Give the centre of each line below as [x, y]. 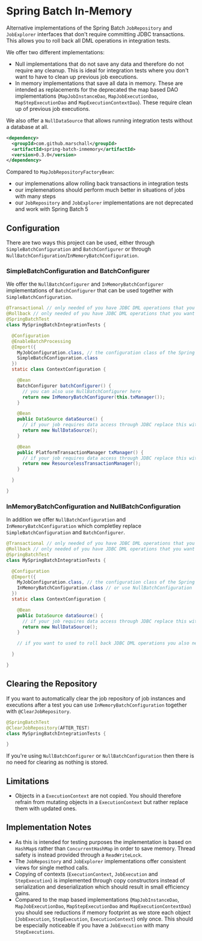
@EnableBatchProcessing [41, 341]
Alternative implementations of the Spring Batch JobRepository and [89, 28]
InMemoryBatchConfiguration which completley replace [74, 526]
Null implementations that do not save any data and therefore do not [99, 64]
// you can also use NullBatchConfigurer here [81, 391]
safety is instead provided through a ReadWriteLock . [79, 855]
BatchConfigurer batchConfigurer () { [64, 386]
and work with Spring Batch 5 [51, 209]
